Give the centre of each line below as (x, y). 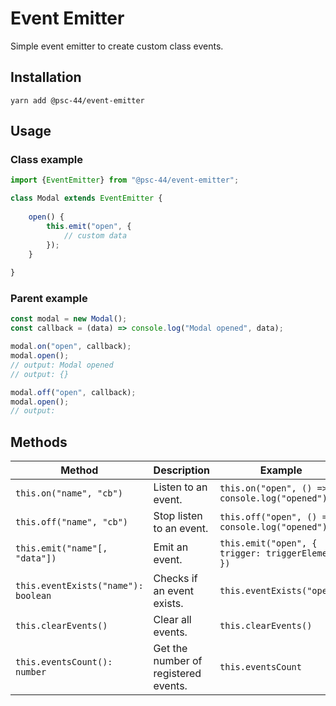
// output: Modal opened (62, 365)
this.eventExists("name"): (79, 586)
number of (178, 661)
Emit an (171, 547)
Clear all (172, 620)
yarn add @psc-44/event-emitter (77, 100)
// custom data (95, 235)
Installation (46, 77)
